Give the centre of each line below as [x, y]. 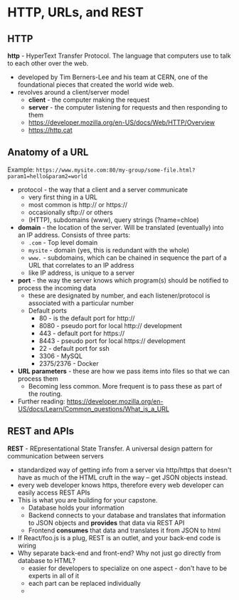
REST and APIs [41, 431]
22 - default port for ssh [74, 348]
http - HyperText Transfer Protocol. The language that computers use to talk [119, 56]
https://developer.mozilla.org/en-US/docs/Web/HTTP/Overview [122, 122]
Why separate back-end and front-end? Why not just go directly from [119, 553]
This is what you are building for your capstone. [87, 500]
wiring [27, 545]
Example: [21, 169]
